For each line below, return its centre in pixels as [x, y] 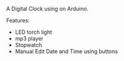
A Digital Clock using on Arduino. [47, 9]
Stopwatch [28, 45]
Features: [18, 20]
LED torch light [34, 32]
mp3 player [29, 38]
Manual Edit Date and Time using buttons [66, 51]
